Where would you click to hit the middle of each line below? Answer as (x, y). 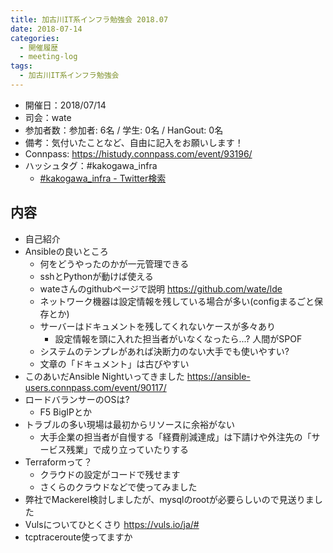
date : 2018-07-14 (46, 29)
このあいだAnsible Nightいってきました (104, 376)
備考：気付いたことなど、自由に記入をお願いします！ (134, 142)
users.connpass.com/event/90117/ (95, 387)
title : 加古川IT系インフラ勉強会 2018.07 (89, 19)
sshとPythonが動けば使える (96, 276)
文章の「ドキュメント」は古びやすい (114, 363)
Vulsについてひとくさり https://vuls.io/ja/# (112, 524)
